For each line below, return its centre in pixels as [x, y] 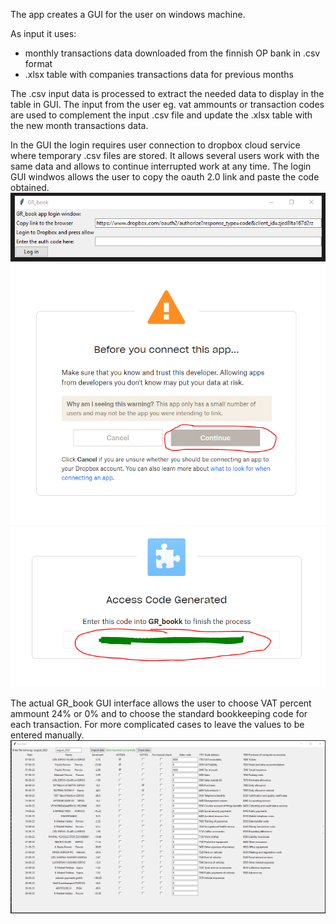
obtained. [30, 187]
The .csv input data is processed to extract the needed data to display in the [167, 93]
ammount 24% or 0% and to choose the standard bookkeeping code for [159, 713]
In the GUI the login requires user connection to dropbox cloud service [155, 145]
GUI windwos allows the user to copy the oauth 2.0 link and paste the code [165, 177]
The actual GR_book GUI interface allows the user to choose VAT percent [161, 703]
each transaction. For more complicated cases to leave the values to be [157, 724]
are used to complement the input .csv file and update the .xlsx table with [161, 115]
